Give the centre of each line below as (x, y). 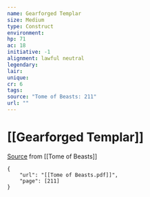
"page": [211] (40, 181)
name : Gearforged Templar (44, 13)
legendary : (23, 65)
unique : (18, 77)
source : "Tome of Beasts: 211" (52, 97)
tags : (15, 90)
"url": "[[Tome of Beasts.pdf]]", (69, 175)
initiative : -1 (29, 52)
